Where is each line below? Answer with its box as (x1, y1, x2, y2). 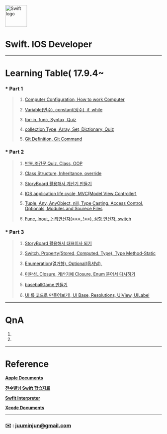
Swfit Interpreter (5, 395, 41, 401)
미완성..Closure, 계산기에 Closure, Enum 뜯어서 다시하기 (24, 271, 136, 277)
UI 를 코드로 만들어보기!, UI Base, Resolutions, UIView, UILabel (24, 292, 150, 298)
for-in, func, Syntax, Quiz (24, 117, 77, 123)
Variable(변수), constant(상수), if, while (24, 107, 103, 113)
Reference (5, 358, 49, 370)
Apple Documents (5, 375, 43, 381)
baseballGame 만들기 (24, 282, 68, 288)
